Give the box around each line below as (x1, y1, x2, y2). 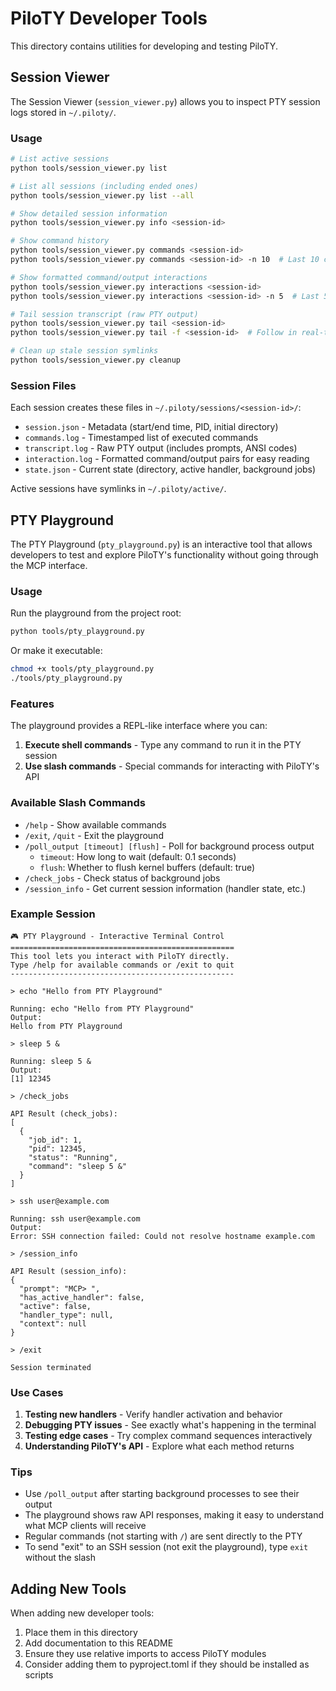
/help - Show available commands (24, 818, 167, 831)
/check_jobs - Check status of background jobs (24, 872, 221, 884)
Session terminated (10, 1362, 92, 1372)
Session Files (10, 378, 77, 392)
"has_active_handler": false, (19, 1292, 145, 1302)
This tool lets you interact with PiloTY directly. (10, 951, 230, 961)
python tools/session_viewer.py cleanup (10, 355, 182, 366)
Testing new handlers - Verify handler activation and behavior (24, 1408, 283, 1421)
